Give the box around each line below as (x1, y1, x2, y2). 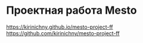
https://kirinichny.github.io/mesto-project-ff (6, 23, 113, 30)
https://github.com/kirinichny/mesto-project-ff (6, 29, 120, 36)
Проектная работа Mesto (6, 4, 137, 17)
